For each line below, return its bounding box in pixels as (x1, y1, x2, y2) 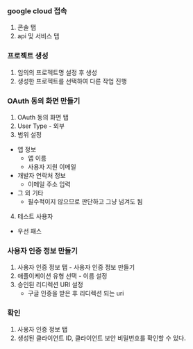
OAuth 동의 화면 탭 (17, 113, 69, 121)
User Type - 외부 (17, 122, 65, 130)
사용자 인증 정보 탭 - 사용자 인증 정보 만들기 (17, 263, 135, 272)
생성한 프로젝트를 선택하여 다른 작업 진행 (17, 76, 127, 85)
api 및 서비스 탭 (17, 32, 60, 40)
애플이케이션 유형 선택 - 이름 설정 (17, 272, 108, 280)
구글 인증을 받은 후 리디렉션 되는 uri (27, 289, 124, 298)
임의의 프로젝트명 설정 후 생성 (17, 68, 97, 76)
